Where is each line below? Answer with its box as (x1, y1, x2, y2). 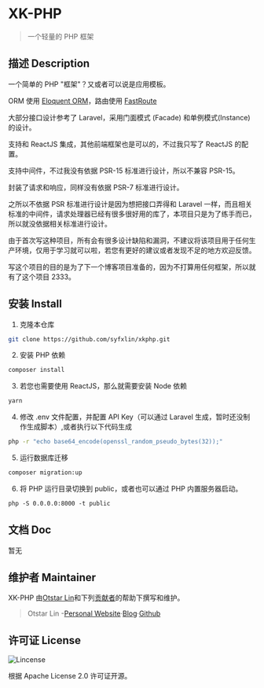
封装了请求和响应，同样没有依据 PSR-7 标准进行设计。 (8, 182, 184, 192)
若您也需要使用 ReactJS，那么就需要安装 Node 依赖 (19, 381, 187, 391)
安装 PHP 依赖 (19, 351, 65, 360)
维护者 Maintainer (8, 571, 97, 584)
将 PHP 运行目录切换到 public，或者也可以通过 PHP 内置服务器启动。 (19, 484, 243, 493)
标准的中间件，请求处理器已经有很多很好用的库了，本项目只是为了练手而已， (8, 209, 256, 219)
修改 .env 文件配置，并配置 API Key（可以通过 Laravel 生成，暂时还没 (19, 412, 244, 421)
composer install (8, 366, 65, 374)
